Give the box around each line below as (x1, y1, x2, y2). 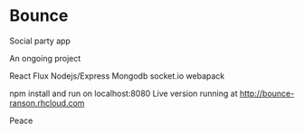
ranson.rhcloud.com (9, 97, 85, 109)
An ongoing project (9, 52, 81, 63)
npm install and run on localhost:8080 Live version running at (9, 88, 238, 99)
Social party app (9, 35, 71, 46)
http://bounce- (239, 88, 295, 99)
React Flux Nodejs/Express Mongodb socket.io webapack (9, 70, 225, 81)
